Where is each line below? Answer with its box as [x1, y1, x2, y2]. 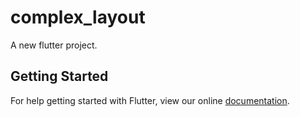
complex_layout [10, 6, 146, 29]
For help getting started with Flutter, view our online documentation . [10, 94, 290, 106]
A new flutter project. [10, 39, 98, 51]
